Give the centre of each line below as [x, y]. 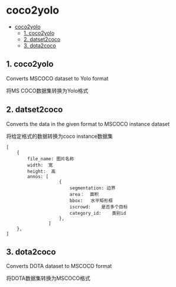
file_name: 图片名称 [51, 159]
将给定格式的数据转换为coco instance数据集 [60, 136]
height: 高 [42, 171]
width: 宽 [40, 165]
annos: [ [38, 176]
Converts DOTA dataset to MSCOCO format [59, 266]
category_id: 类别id [98, 213]
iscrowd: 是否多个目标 [99, 207]
